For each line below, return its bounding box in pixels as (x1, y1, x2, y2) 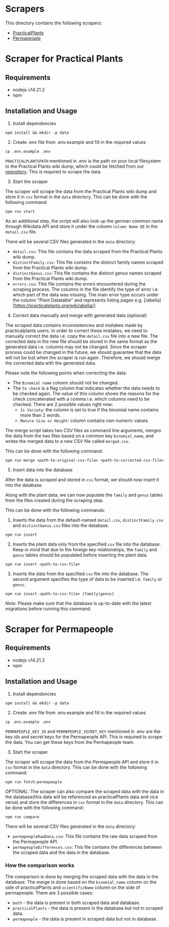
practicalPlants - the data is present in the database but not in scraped (12, 905, 163, 911)
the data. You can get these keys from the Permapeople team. (5, 739, 135, 745)
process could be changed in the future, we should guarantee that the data (5, 349, 162, 355)
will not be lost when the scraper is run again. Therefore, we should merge (5, 354, 160, 361)
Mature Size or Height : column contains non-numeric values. (20, 417, 149, 424)
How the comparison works (5, 862, 74, 869)
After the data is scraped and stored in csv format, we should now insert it (5, 476, 159, 483)
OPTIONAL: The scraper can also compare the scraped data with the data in (5, 788, 164, 794)
